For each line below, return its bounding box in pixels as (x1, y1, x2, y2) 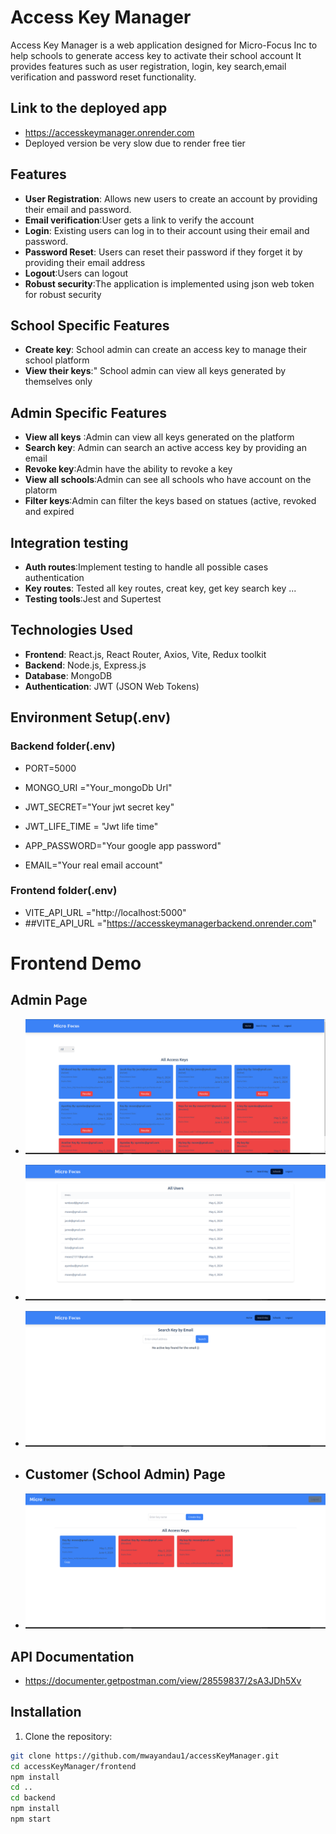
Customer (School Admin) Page (24, 1466, 226, 1483)
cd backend (10, 1793, 56, 1803)
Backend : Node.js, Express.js (24, 659, 147, 671)
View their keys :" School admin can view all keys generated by (24, 365, 287, 377)
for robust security (24, 288, 102, 300)
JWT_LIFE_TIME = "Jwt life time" (24, 820, 159, 832)
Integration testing (10, 534, 129, 551)
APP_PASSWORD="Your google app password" (24, 839, 222, 851)
